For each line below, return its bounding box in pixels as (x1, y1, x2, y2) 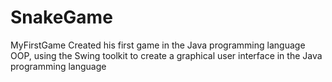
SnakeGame (10, 6, 113, 29)
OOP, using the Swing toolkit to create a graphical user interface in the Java (10, 49, 323, 61)
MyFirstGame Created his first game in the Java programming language (10, 39, 306, 51)
